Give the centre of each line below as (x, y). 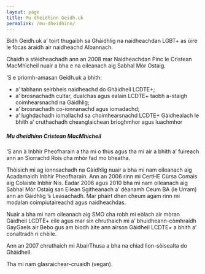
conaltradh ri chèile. (32, 234)
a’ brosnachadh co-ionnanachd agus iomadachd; (77, 109)
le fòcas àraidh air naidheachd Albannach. (60, 47)
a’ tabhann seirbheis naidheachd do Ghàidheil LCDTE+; (85, 89)
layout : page (23, 12)
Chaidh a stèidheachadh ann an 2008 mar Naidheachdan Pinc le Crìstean (99, 59)
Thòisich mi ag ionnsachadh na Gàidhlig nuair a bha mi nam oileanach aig (99, 170)
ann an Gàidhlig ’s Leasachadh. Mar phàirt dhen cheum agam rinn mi (93, 196)
